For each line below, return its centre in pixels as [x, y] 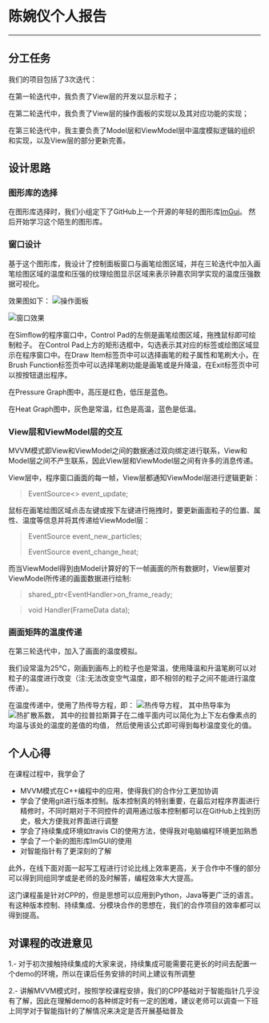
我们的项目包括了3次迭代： [53, 79]
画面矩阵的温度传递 [45, 632]
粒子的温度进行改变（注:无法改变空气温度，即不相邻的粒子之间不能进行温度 [132, 678]
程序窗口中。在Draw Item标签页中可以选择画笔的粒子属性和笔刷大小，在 [141, 354]
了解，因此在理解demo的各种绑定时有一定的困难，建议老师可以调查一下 [133, 1001]
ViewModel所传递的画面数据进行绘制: [70, 579]
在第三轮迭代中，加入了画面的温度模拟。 [75, 651]
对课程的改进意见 [50, 943]
